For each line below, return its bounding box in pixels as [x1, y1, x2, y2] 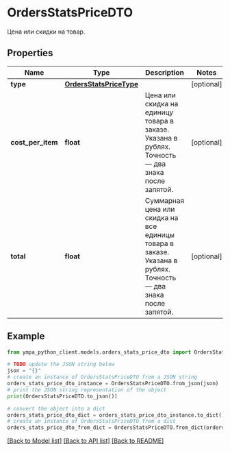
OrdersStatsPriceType [64, 79, 139, 88]
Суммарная [144, 195, 185, 205]
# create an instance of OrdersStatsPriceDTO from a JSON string [7, 374, 197, 381]
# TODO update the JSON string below [7, 361, 115, 368]
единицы [144, 230, 175, 239]
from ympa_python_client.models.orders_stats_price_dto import [7, 348, 192, 356]
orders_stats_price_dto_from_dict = [7, 424, 112, 431]
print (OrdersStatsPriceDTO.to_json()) [7, 393, 118, 400]
